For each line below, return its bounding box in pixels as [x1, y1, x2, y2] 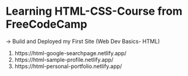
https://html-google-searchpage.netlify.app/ [14, 49, 127, 56]
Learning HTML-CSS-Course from [6, 4, 182, 18]
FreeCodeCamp [6, 17, 88, 31]
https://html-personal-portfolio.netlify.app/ [14, 63, 122, 70]
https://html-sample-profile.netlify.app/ [14, 56, 114, 63]
